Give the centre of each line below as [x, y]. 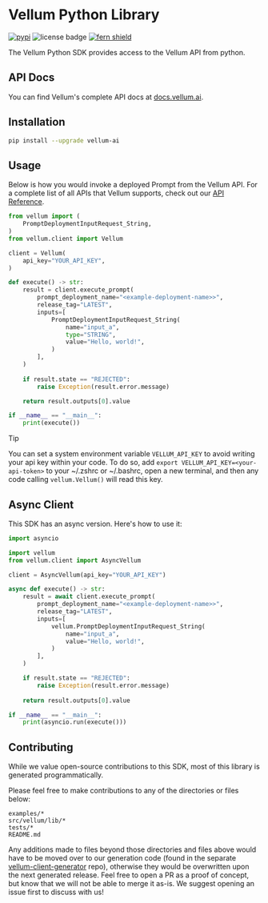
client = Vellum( [37, 253]
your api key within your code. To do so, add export [93, 463]
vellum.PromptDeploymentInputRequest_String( [128, 626]
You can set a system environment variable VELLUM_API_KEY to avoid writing [132, 454]
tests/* [21, 828]
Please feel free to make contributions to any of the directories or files [124, 791]
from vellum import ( [44, 217]
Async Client [41, 505]
